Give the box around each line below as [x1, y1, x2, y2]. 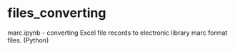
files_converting [7, 5, 106, 21]
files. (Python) [7, 35, 49, 44]
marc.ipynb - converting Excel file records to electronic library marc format [7, 28, 228, 37]
